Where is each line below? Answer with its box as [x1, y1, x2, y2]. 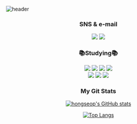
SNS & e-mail [79, 20, 118, 28]
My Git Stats [80, 87, 117, 95]
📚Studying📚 [78, 49, 118, 57]
